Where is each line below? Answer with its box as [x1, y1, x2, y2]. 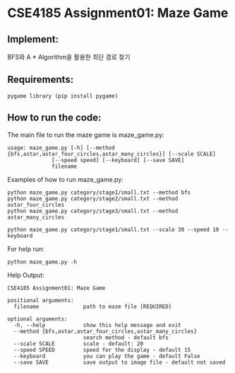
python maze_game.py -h [7, 258, 78, 265]
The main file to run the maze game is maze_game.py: [7, 130, 164, 139]
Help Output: [7, 270, 44, 279]
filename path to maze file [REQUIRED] [13, 303, 172, 310]
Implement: [7, 33, 59, 45]
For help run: [7, 244, 44, 253]
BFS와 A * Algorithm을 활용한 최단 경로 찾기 [7, 53, 131, 61]
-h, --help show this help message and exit [13, 321, 181, 328]
